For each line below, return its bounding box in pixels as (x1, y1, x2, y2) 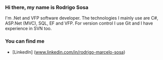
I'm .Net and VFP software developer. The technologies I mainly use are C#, (5, 15, 159, 21)
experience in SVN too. (5, 26, 52, 31)
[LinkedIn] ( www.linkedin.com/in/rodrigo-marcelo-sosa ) (12, 49, 126, 55)
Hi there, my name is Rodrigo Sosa (5, 4, 89, 11)
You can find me (5, 38, 45, 45)
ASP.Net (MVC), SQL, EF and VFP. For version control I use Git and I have (5, 20, 153, 26)
